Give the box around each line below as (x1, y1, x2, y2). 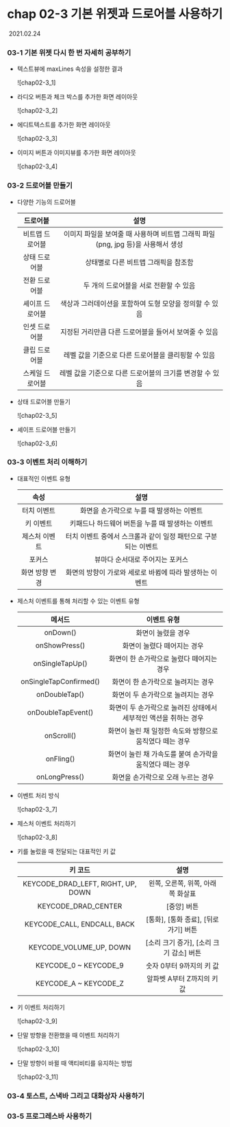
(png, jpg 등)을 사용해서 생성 (95, 239, 183, 249)
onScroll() (44, 730, 77, 740)
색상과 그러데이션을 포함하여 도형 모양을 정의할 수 (60, 298, 211, 308)
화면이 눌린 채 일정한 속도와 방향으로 (107, 726, 218, 735)
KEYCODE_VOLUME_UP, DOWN (28, 942, 131, 952)
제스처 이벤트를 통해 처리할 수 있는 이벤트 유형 (16, 596, 140, 605)
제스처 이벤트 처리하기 (16, 819, 77, 827)
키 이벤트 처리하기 (16, 1003, 65, 1011)
